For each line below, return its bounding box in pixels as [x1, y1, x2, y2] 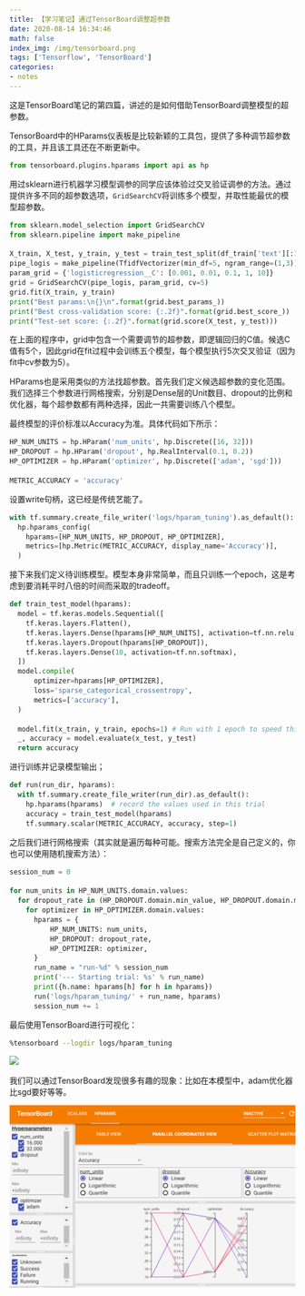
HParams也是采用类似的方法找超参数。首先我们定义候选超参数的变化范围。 [9, 376, 290, 387]
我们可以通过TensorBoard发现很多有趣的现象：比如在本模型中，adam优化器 [9, 1075, 293, 1086]
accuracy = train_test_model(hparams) [25, 809, 172, 818]
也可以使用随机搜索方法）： [9, 847, 109, 859]
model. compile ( [17, 667, 75, 676]
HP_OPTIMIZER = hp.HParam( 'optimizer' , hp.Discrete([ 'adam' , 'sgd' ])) [9, 457, 282, 466]
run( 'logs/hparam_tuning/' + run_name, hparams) [33, 992, 221, 1001]
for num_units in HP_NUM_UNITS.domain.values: [9, 886, 189, 896]
